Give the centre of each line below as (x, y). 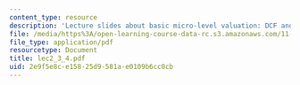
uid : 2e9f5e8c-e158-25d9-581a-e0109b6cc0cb (92, 67)
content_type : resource (54, 17)
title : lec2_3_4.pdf (48, 58)
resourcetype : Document (54, 50)
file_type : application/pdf (62, 42)
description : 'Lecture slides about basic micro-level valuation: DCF (143, 26)
